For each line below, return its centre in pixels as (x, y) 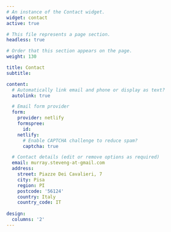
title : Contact (26, 68)
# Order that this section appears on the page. (69, 51)
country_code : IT (39, 202)
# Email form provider (41, 107)
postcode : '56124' (41, 191)
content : (17, 84)
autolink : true (31, 96)
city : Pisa (31, 180)
